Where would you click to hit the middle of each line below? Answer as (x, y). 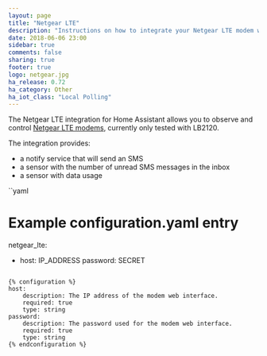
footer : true (30, 68)
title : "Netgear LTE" (44, 23)
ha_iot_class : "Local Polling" (60, 97)
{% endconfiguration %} (48, 345)
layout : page (30, 15)
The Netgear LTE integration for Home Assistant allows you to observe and (131, 119)
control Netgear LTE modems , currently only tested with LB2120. (114, 128)
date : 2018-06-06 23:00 (48, 38)
